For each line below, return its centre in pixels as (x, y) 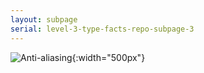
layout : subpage (44, 19)
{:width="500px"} (108, 57)
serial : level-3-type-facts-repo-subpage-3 (102, 29)
